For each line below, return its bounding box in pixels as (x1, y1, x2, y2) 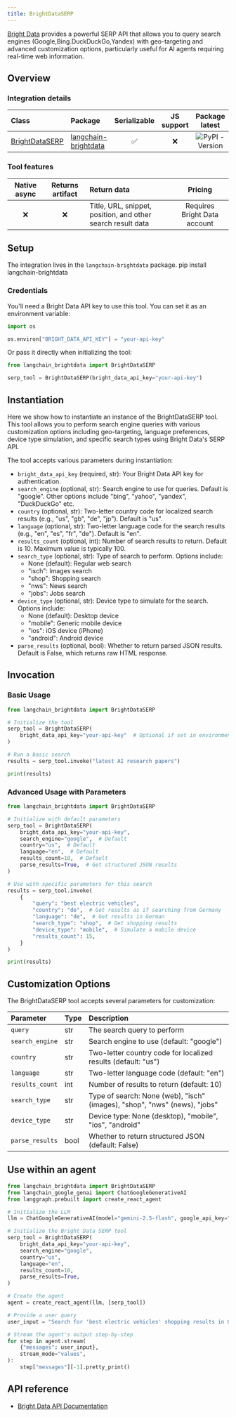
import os (7, 322, 37, 330)
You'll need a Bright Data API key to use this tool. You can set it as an (7, 301, 207, 310)
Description (88, 1013, 129, 1023)
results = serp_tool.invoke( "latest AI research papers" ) (7, 757, 181, 764)
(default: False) (88, 1140, 139, 1150)
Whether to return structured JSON (88, 1132, 205, 1142)
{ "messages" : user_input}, (20, 1344, 99, 1351)
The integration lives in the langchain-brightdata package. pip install (7, 261, 207, 269)
